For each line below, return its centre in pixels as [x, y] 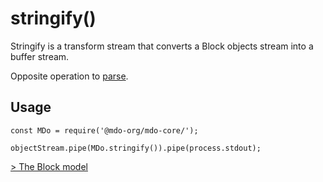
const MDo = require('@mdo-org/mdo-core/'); [104, 130]
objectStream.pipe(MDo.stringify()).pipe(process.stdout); [136, 148]
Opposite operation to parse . [69, 76]
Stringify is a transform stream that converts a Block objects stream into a [162, 46]
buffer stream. [40, 56]
